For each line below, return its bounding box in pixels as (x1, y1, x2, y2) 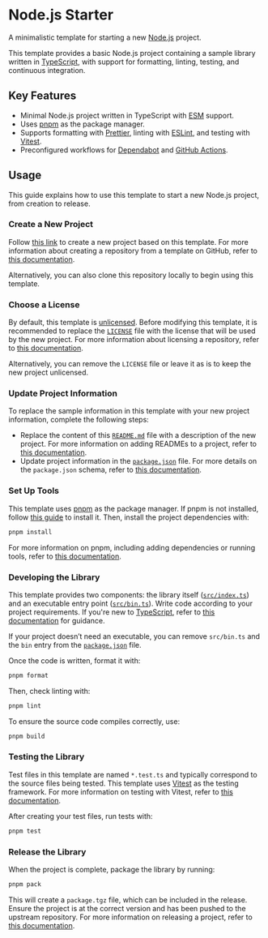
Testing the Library (8, 752, 85, 763)
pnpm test (8, 827, 42, 835)
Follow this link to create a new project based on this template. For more (8, 237, 249, 246)
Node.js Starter (8, 6, 114, 24)
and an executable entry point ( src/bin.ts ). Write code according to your (8, 598, 253, 608)
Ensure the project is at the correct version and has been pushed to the (8, 903, 246, 913)
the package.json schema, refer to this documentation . (19, 465, 202, 475)
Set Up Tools (8, 485, 59, 496)
